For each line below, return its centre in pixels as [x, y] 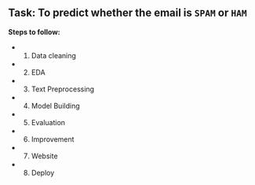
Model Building [55, 105]
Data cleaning [54, 55]
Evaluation [48, 122]
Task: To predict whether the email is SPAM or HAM [127, 13]
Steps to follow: [34, 31]
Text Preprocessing [63, 89]
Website [44, 156]
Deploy [43, 172]
